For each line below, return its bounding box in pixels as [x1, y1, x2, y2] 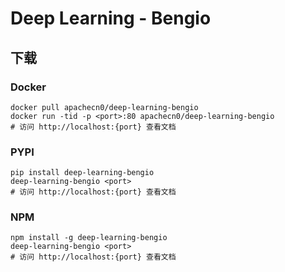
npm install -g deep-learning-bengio [10, 233, 168, 243]
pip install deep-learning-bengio [10, 168, 155, 178]
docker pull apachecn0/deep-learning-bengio [10, 102, 199, 112]
